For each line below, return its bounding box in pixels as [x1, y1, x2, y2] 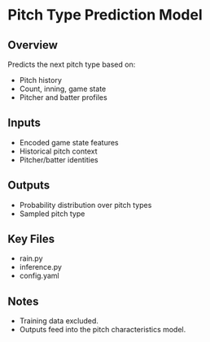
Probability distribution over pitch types [19, 200, 152, 210]
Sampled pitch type [19, 209, 85, 219]
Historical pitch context [19, 146, 98, 156]
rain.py [19, 253, 43, 263]
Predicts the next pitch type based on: [7, 59, 136, 69]
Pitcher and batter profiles [19, 93, 107, 102]
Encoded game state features [19, 137, 119, 147]
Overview [7, 38, 59, 52]
